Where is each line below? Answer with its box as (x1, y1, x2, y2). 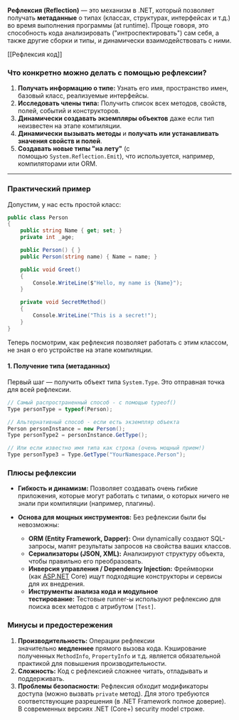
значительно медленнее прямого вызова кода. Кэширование (17, 644, 207, 652)
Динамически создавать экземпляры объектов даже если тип (17, 114, 215, 123)
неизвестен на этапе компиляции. (17, 122, 122, 130)
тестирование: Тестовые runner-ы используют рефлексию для (28, 595, 221, 603)
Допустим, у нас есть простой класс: (7, 200, 122, 208)
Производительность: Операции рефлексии (17, 636, 155, 645)
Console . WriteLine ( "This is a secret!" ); (33, 312, 158, 319)
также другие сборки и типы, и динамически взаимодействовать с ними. (7, 36, 232, 45)
